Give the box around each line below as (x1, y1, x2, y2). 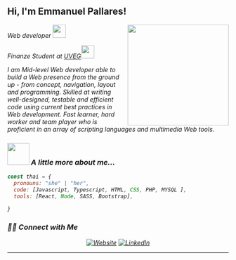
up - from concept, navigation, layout (7, 80, 116, 88)
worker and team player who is (7, 117, 98, 125)
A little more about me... (30, 157, 116, 167)
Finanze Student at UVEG (7, 52, 81, 60)
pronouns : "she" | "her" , (13, 179, 90, 186)
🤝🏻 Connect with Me (7, 222, 79, 232)
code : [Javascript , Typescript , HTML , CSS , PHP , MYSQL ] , (13, 186, 188, 193)
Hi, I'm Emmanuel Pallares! (7, 6, 126, 18)
